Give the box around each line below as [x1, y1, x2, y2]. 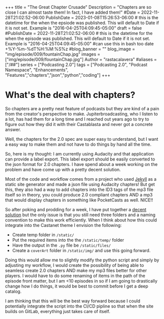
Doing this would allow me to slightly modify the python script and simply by [5, 257, 160, 263]
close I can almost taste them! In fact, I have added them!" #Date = [5, 9, 140, 15]
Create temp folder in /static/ [12, 231, 75, 238]
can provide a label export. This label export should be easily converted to [5, 156, 156, 162]
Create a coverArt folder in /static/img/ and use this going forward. [12, 247, 151, 253]
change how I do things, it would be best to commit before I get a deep [5, 283, 148, 289]
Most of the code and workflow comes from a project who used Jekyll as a [5, 176, 157, 182]
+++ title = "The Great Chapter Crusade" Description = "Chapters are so [5, 4, 152, 10]
